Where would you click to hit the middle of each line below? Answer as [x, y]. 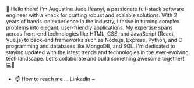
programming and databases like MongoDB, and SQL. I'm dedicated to [91, 46]
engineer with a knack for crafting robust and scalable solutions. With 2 [92, 15]
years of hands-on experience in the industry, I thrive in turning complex [93, 21]
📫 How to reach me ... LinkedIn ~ [55, 79]
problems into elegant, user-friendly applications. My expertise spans [89, 27]
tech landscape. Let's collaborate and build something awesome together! [95, 59]
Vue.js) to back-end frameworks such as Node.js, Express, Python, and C [94, 40]
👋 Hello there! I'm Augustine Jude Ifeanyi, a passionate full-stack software [95, 9]
